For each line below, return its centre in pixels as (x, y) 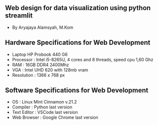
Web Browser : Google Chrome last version (55, 117)
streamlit (19, 16)
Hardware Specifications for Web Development (78, 43)
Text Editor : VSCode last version (45, 112)
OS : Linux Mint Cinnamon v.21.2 (44, 102)
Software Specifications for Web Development (77, 90)
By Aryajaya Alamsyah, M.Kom (43, 27)
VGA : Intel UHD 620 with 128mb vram (50, 70)
